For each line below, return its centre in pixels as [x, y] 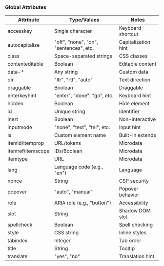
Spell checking [136, 225]
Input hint [130, 127]
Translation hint [137, 256]
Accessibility [133, 203]
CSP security [134, 181]
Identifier [129, 112]
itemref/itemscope [29, 151]
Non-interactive [137, 119]
